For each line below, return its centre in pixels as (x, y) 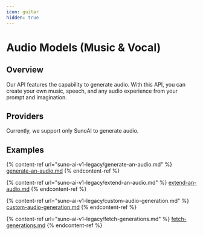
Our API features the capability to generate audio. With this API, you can (96, 84)
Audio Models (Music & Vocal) (84, 48)
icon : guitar (23, 12)
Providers (25, 116)
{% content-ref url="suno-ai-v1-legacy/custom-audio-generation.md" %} (98, 201)
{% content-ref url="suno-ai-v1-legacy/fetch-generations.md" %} (88, 219)
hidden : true (23, 18)
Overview (25, 70)
